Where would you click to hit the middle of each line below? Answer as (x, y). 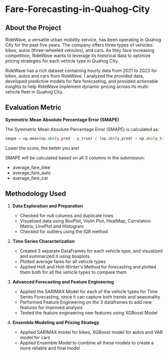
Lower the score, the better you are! (42, 148)
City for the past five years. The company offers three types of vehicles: (79, 45)
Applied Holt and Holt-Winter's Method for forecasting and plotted (88, 266)
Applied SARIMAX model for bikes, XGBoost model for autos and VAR (91, 332)
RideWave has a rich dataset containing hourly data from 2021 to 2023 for (81, 70)
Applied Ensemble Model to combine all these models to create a (87, 342)
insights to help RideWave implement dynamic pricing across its (71, 86)
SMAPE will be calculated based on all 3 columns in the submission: (75, 157)
